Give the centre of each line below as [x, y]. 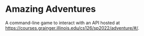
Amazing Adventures [51, 9]
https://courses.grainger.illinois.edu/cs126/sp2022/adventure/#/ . [72, 28]
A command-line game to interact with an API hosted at [62, 23]
